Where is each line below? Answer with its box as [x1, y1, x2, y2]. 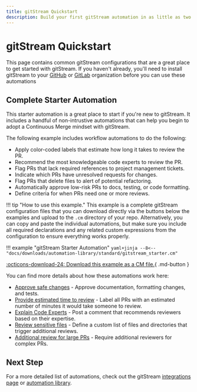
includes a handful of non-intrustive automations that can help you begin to [6, 117, 189, 124]
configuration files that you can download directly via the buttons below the [6, 208, 190, 215]
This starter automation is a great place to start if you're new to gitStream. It [6, 110, 191, 118]
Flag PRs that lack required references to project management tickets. [14, 165, 185, 172]
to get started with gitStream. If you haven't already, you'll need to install [6, 66, 183, 73]
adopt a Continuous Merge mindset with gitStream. [6, 123, 130, 130]
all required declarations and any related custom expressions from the [6, 227, 176, 234]
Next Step [6, 357, 44, 367]
